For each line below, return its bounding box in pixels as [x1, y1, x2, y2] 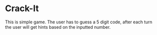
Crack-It [5, 3, 39, 14]
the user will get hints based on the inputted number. [5, 24, 111, 30]
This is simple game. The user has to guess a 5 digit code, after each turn [5, 19, 153, 25]
